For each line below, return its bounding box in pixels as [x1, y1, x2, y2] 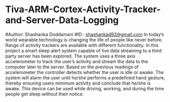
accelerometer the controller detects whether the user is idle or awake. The [5, 69, 164, 75]
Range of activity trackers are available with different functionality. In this [5, 42, 159, 48]
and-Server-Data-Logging [5, 14, 119, 26]
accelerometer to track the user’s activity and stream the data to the [5, 58, 148, 64]
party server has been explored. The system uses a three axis [5, 53, 136, 59]
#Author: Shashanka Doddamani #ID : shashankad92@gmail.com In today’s [5, 31, 164, 37]
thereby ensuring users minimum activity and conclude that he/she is [5, 80, 151, 86]
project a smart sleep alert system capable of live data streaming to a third [5, 47, 162, 54]
